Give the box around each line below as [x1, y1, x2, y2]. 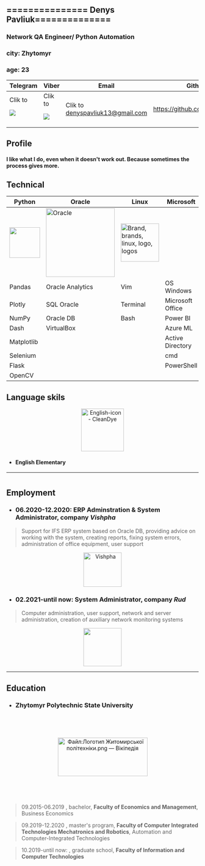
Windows [165, 286, 192, 295]
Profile [6, 138, 32, 148]
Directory [165, 341, 192, 350]
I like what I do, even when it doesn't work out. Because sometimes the [6, 155, 190, 162]
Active [165, 334, 184, 343]
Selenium [9, 351, 37, 360]
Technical [6, 180, 45, 190]
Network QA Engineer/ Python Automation [6, 33, 135, 42]
